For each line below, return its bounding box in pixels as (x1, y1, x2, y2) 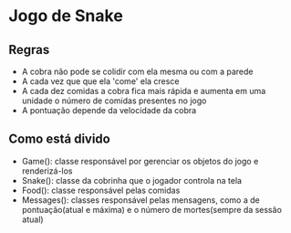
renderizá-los (21, 165, 74, 176)
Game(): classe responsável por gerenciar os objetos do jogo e (21, 155, 259, 166)
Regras (8, 42, 50, 58)
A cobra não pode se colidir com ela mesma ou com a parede (21, 66, 254, 77)
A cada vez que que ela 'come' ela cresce (21, 76, 180, 87)
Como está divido (8, 132, 110, 147)
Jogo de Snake (8, 5, 124, 26)
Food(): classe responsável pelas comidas (21, 185, 181, 196)
